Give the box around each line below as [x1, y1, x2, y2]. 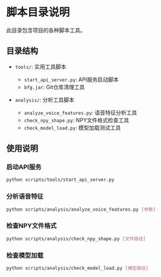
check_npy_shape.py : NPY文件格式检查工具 [24, 116, 130, 123]
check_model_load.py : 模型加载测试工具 [24, 124, 121, 131]
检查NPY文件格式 [6, 222, 57, 230]
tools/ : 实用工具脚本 [14, 63, 66, 70]
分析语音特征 [6, 192, 44, 201]
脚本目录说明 [6, 5, 71, 19]
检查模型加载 [6, 251, 44, 260]
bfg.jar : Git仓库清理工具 [24, 83, 86, 90]
